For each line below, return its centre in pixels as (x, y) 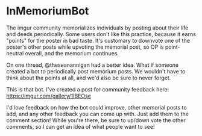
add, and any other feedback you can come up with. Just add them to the (97, 114)
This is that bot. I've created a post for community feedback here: (88, 89)
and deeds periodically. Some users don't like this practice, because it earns (101, 34)
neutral (15, 53)
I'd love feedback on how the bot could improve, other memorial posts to (96, 107)
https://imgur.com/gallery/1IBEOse (49, 96)
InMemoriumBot (48, 11)
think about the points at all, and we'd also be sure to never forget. (89, 78)
